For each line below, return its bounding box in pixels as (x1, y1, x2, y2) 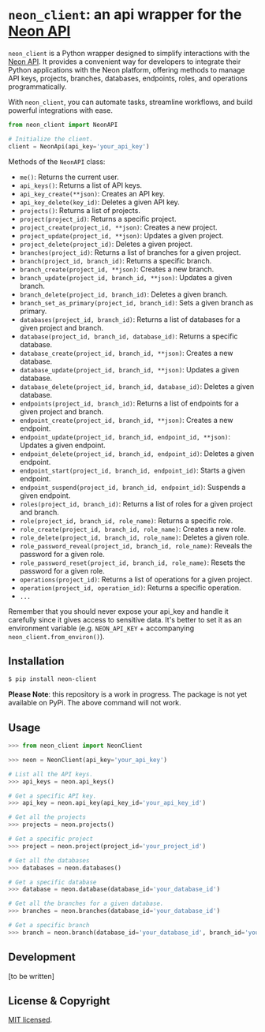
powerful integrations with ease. (8, 105, 113, 115)
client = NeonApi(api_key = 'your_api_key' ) (8, 142, 150, 151)
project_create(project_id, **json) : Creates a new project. (19, 222, 218, 232)
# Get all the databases (8, 856, 90, 865)
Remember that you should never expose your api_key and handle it (8, 606, 229, 616)
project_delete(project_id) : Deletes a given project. (19, 239, 193, 249)
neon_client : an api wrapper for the (8, 6, 242, 24)
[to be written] (8, 971, 55, 981)
